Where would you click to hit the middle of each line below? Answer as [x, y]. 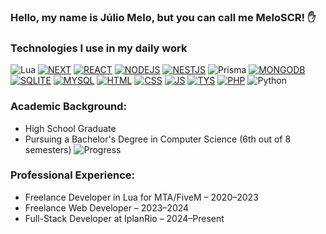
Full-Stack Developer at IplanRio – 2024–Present [124, 218]
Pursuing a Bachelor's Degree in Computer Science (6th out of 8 [158, 139]
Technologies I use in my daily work [99, 48]
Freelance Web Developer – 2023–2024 [107, 207]
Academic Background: [68, 107]
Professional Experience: [72, 175]
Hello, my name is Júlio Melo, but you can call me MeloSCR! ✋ [163, 17]
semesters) [48, 149]
